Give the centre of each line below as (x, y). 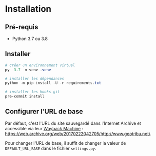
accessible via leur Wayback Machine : (44, 128)
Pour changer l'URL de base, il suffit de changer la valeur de (66, 143)
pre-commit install (25, 97)
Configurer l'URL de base (44, 111)
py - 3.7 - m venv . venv (28, 70)
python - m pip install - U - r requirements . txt (53, 83)
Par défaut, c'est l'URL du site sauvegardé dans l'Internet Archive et (73, 123)
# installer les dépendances (35, 78)
